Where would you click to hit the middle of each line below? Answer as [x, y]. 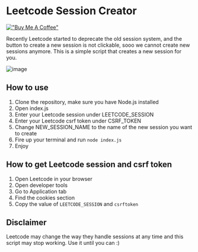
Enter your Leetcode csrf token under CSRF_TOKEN [78, 121]
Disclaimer [26, 222]
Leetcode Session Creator [72, 11]
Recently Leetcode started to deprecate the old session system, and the [94, 38]
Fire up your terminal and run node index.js [68, 140]
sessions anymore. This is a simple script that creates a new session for [94, 51]
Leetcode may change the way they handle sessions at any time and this [95, 237]
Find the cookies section [45, 198]
